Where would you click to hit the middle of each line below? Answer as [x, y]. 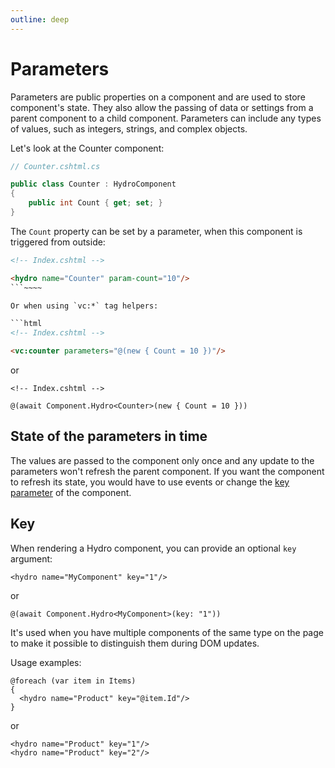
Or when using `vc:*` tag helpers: [84, 306]
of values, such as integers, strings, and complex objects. [129, 128]
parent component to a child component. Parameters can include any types [166, 118]
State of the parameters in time [109, 436]
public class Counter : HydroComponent [93, 184]
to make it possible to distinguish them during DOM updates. [135, 643]
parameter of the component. [71, 492]
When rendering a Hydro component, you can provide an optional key [153, 548]
